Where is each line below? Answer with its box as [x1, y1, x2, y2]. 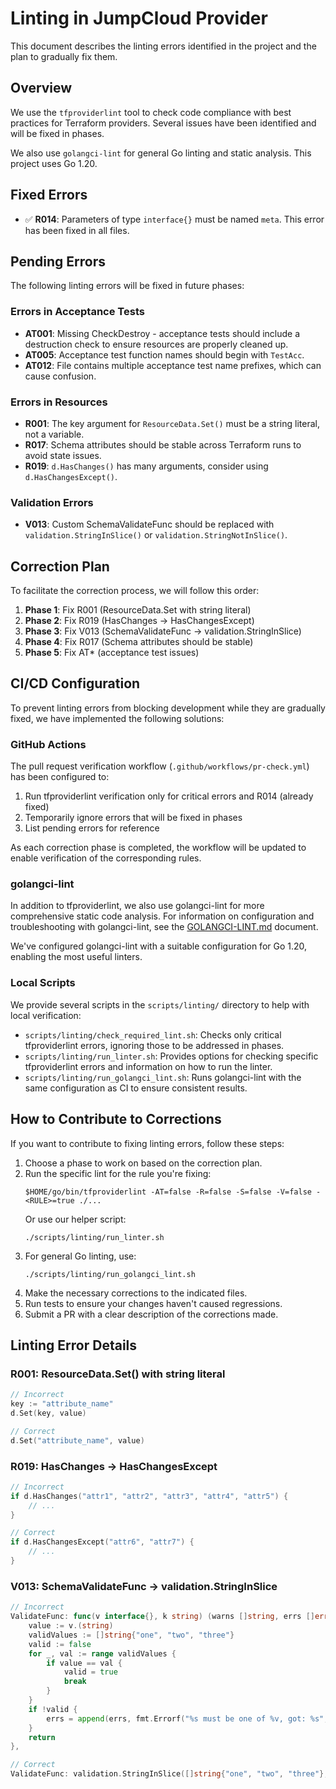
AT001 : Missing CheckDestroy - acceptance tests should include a [24, 327, 301, 339]
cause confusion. [24, 370, 97, 382]
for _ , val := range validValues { [28, 1648, 177, 1659]
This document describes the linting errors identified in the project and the [10, 40, 317, 52]
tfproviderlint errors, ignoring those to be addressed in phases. [24, 1039, 285, 1051]
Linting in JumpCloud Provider [10, 7, 268, 30]
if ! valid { [28, 1704, 78, 1714]
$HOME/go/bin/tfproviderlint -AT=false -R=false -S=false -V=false [24, 1187, 312, 1197]
